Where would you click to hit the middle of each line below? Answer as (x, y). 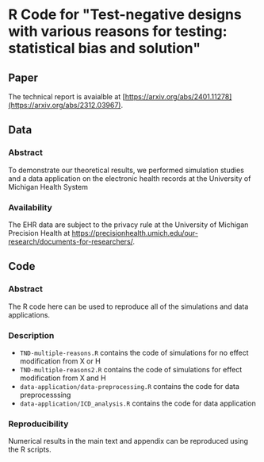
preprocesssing (45, 395)
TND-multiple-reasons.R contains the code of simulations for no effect (134, 352)
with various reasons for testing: (118, 31)
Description (31, 335)
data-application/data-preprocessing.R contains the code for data (130, 386)
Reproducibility (38, 424)
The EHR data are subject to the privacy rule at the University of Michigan (128, 225)
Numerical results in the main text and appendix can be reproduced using (128, 441)
